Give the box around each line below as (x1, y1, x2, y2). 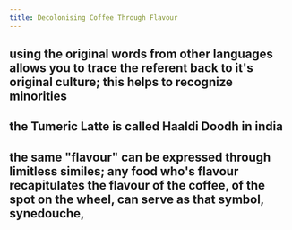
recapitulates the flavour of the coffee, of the (9, 177, 266, 193)
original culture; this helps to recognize (9, 75, 233, 90)
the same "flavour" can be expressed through (9, 149, 271, 164)
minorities (9, 89, 67, 104)
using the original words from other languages (9, 47, 273, 62)
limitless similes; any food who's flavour (9, 164, 239, 179)
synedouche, (9, 206, 85, 221)
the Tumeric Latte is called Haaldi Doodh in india (9, 119, 284, 135)
